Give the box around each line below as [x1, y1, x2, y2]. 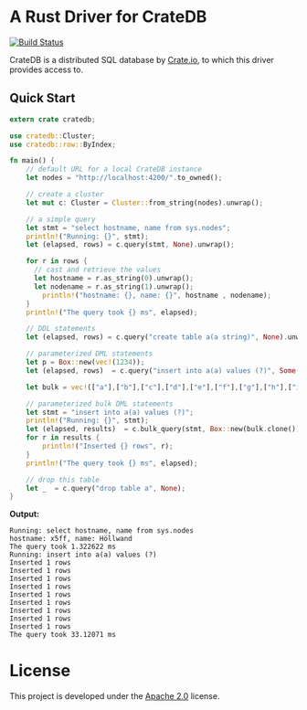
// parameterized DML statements [26, 349, 153, 358]
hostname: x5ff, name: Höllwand [9, 535, 132, 544]
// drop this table [26, 475, 101, 484]
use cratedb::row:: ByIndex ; [9, 140, 117, 149]
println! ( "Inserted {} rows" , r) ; [42, 441, 174, 450]
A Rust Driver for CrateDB [9, 6, 207, 27]
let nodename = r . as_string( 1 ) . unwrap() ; [33, 281, 195, 291]
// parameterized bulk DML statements [26, 399, 174, 408]
